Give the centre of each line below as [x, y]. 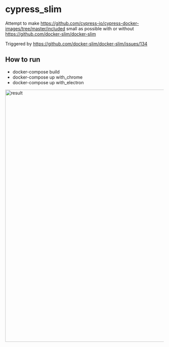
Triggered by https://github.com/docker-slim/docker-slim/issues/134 [76, 43]
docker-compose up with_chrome [48, 77]
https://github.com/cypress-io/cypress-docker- [90, 23]
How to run [23, 60]
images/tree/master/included [35, 28]
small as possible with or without [100, 28]
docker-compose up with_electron [48, 82]
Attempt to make [22, 23]
